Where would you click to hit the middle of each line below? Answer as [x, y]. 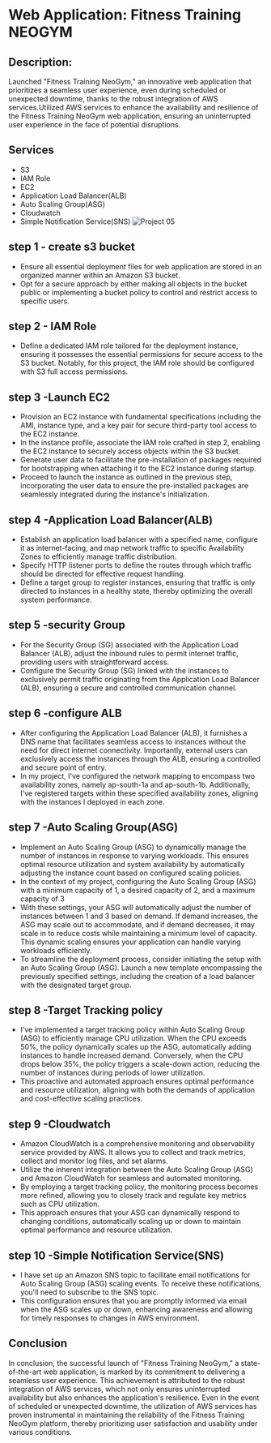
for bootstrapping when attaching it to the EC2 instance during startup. [138, 469]
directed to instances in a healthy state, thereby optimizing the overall [136, 591]
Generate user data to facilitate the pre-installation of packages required [141, 460]
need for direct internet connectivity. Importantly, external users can [134, 750]
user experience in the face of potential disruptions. [95, 125]
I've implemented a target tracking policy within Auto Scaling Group [132, 1030]
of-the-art [25, 1372]
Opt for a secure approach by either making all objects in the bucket [133, 283]
